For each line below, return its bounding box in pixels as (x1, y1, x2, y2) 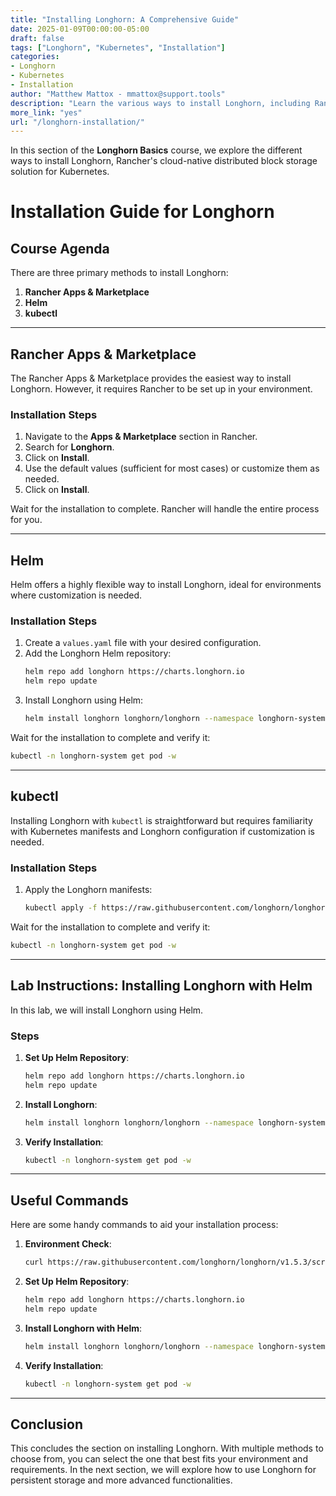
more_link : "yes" (10, 107, 83, 118)
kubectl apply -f (24, 903, 98, 913)
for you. (10, 514, 43, 526)
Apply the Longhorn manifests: (24, 884, 153, 896)
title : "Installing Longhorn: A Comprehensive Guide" (10, 14, 240, 25)
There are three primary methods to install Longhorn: (10, 267, 229, 279)
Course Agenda (10, 240, 110, 257)
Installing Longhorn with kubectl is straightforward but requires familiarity (10, 814, 313, 826)
